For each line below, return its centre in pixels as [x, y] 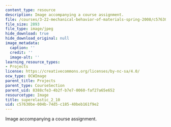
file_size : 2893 [22, 24]
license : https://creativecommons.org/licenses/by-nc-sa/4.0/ [73, 72]
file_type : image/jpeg [29, 29]
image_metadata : [22, 43]
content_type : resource [31, 10]
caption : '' [23, 48]
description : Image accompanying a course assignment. [65, 15]
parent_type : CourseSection [35, 85]
